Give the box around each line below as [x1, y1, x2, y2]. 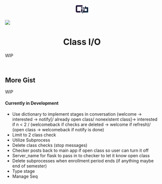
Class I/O [63, 36, 101, 47]
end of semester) [12, 163, 47, 169]
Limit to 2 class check [12, 132, 56, 138]
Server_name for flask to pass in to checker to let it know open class [12, 152, 150, 158]
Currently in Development [5, 100, 59, 106]
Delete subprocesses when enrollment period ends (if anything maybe [12, 158, 154, 164]
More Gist [5, 76, 36, 84]
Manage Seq [12, 173, 38, 179]
